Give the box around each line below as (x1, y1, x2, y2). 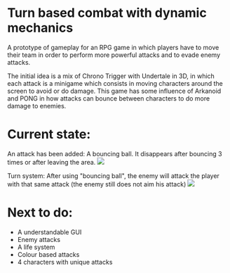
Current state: (7, 127, 91, 142)
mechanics (7, 20, 74, 36)
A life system (17, 243, 55, 251)
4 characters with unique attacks (17, 258, 113, 266)
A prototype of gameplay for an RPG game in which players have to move (7, 43, 219, 51)
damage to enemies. (7, 101, 67, 110)
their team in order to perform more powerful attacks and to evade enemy (7, 51, 221, 59)
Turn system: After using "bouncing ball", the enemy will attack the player (7, 171, 219, 180)
